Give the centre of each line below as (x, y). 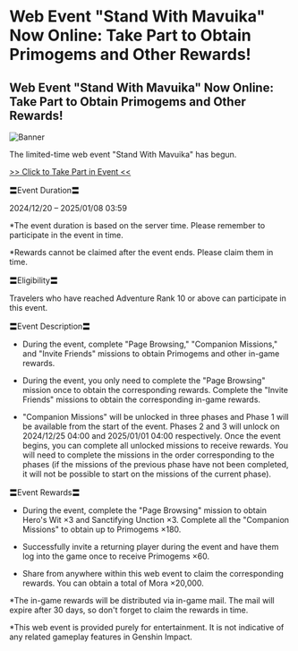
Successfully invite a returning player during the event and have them (150, 547)
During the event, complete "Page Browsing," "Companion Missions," (150, 344)
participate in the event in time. (66, 235)
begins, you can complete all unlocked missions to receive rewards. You (155, 445)
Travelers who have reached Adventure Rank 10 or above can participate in (148, 298)
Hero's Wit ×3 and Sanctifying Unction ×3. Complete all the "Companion (155, 520)
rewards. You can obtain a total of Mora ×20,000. (113, 583)
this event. (29, 308)
